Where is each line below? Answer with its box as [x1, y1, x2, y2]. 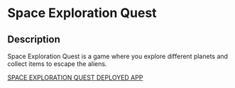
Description [7, 33, 60, 45]
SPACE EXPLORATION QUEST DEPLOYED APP [7, 73, 143, 82]
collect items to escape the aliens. [7, 60, 107, 68]
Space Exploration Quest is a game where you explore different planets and [7, 52, 229, 60]
